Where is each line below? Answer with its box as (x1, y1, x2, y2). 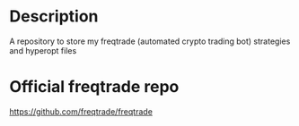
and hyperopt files (9, 45, 77, 55)
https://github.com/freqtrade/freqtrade (9, 105, 153, 117)
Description (9, 6, 99, 27)
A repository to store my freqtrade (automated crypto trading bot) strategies (9, 36, 291, 46)
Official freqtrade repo (9, 77, 180, 97)
